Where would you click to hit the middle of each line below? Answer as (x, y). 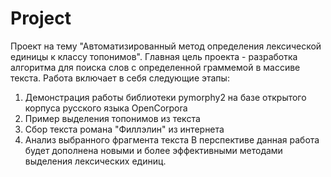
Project (41, 18)
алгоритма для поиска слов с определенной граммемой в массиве (155, 67)
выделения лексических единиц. (95, 161)
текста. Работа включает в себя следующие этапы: (120, 78)
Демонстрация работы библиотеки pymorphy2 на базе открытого (165, 97)
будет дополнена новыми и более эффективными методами (153, 150)
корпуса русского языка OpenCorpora (106, 108)
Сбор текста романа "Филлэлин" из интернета (124, 129)
